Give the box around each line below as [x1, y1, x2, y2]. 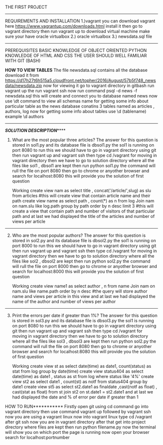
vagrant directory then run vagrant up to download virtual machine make [5, 29, 150, 34]
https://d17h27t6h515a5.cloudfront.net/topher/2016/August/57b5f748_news [5, 78, 156, 83]
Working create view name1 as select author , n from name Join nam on [12, 283, 155, 289]
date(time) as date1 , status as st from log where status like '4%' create [12, 374, 154, 379]
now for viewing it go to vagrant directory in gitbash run [43, 82, 154, 88]
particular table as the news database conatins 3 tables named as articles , [5, 103, 155, 109]
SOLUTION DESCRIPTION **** [5, 128, 66, 133]
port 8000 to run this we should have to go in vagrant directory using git [12, 243, 157, 248]
